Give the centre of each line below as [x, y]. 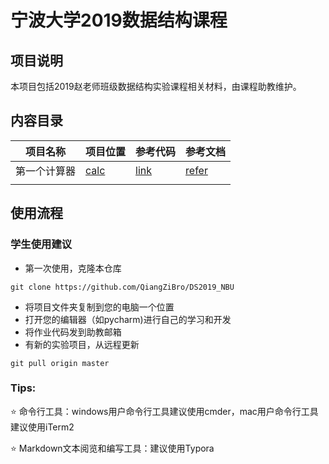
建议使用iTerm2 [42, 427]
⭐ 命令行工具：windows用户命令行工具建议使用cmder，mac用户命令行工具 [164, 411]
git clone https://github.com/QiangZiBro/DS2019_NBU [122, 287]
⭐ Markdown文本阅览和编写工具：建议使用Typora [112, 448]
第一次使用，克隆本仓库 [73, 268]
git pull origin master [60, 363]
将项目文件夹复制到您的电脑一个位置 [99, 307]
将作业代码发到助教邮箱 [73, 332]
